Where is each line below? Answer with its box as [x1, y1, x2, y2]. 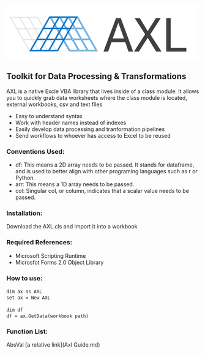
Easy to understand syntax [15, 112, 83, 119]
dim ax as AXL [6, 288, 43, 295]
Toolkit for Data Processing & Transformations [6, 71, 187, 81]
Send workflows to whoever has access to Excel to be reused [15, 132, 171, 139]
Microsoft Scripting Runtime [15, 252, 86, 259]
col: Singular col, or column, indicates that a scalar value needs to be [15, 187, 190, 195]
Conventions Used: [6, 147, 65, 156]
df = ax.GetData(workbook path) [6, 313, 89, 319]
